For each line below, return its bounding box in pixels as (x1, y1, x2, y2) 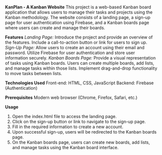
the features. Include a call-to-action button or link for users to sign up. (5, 39, 147, 45)
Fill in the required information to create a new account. (12, 124, 124, 130)
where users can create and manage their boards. (5, 25, 106, 31)
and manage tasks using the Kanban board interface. (12, 145, 119, 150)
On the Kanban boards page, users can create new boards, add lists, (12, 139, 150, 145)
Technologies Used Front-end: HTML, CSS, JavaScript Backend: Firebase (5, 80, 154, 86)
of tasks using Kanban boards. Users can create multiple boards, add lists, (5, 60, 155, 66)
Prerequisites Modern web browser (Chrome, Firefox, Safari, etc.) (5, 95, 138, 100)
